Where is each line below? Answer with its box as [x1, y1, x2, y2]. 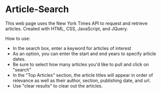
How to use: [5, 35, 30, 41]
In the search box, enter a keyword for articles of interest [12, 45, 132, 51]
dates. [12, 56, 26, 62]
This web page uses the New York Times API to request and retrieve [5, 20, 148, 26]
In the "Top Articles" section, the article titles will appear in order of [12, 72, 153, 78]
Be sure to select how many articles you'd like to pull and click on [12, 61, 149, 67]
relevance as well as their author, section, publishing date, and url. [12, 77, 151, 83]
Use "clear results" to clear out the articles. [12, 82, 103, 89]
